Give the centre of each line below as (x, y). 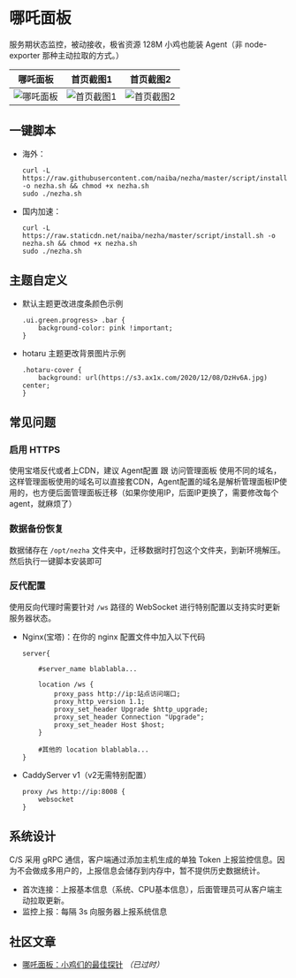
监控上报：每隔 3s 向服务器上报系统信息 (95, 911)
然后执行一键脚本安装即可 (56, 561)
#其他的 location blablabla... (94, 749)
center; (36, 386)
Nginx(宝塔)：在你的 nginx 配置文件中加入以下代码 (114, 637)
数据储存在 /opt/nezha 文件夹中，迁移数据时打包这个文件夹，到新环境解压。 (147, 550)
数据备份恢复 (37, 529)
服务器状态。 (32, 618)
